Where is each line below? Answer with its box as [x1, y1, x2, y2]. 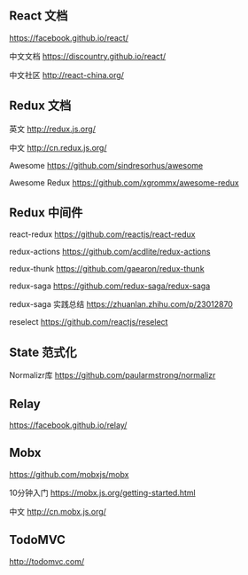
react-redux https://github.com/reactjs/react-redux [9, 229, 196, 240]
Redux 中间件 [9, 205, 83, 220]
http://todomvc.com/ [9, 555, 85, 566]
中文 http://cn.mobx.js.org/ [9, 506, 106, 516]
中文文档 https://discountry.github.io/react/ [9, 51, 167, 61]
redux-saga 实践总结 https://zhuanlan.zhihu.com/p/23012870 [9, 299, 233, 310]
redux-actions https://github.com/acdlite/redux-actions [9, 247, 211, 257]
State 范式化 [9, 344, 77, 359]
